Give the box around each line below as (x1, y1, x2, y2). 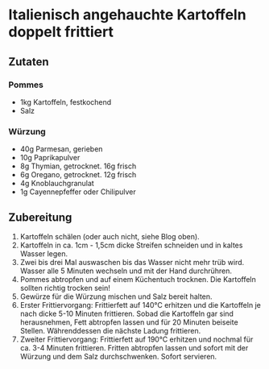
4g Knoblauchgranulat (19, 179, 94, 189)
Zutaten (8, 55, 50, 68)
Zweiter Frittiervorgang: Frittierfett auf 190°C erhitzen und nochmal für (19, 334, 254, 344)
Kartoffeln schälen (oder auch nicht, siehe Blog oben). (19, 231, 200, 241)
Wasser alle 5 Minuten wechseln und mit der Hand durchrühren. (19, 266, 232, 276)
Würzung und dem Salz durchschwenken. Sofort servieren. (19, 351, 217, 361)
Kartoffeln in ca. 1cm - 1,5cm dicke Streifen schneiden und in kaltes (19, 240, 243, 250)
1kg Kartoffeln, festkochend (19, 97, 112, 106)
